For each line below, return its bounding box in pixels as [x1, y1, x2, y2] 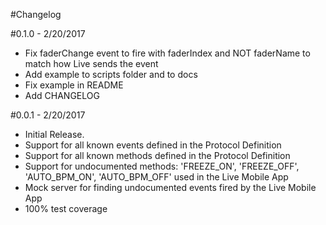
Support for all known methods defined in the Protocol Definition [24, 150, 291, 161]
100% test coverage [24, 203, 108, 214]
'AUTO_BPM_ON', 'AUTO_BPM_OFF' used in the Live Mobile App [24, 171, 289, 183]
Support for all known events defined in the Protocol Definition [24, 139, 282, 151]
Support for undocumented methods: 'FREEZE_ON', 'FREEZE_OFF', [24, 160, 300, 172]
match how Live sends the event [24, 58, 159, 69]
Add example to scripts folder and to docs [24, 69, 198, 80]
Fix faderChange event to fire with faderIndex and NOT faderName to [24, 47, 311, 59]
